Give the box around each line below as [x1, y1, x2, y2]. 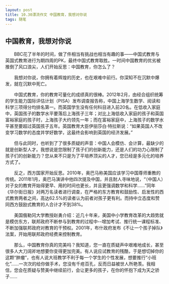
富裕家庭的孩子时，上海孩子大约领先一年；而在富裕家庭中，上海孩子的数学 [5, 117, 159, 123]
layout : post [5, 7, 33, 13]
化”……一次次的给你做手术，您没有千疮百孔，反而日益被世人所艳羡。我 [5, 261, 151, 267]
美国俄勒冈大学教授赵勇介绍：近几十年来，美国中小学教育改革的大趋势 [14, 212, 159, 218]
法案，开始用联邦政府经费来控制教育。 [5, 231, 84, 238]
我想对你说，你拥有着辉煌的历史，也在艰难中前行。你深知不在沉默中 [14, 74, 155, 81]
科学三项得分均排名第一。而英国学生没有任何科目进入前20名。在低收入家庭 [5, 104, 161, 110]
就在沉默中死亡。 [14, 81, 49, 87]
